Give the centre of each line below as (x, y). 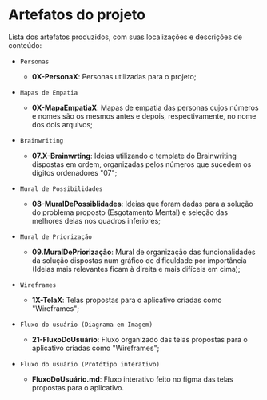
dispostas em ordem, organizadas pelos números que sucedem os (141, 164)
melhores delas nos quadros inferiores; (96, 220)
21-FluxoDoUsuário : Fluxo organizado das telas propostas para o (139, 339)
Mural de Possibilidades (61, 189)
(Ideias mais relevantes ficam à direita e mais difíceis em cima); (136, 269)
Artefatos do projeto (77, 15)
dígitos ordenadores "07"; (74, 172)
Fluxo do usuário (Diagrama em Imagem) (86, 325)
